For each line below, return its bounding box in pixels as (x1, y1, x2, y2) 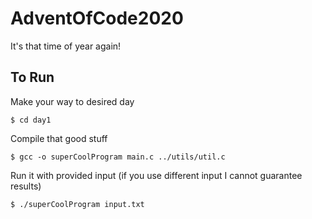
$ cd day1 (10, 115, 52, 125)
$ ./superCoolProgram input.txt (10, 199, 145, 209)
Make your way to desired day (10, 95, 135, 107)
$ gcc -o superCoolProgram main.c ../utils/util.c (10, 152, 226, 162)
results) (10, 180, 42, 192)
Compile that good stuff (10, 132, 108, 144)
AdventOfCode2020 (10, 7, 184, 30)
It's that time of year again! (10, 40, 122, 52)
